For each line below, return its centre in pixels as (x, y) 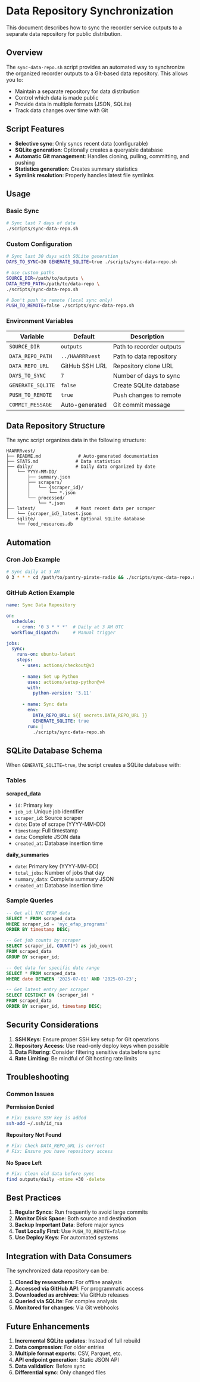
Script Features (35, 129)
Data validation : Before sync (50, 1366)
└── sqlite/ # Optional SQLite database (76, 519)
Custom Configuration (39, 244)
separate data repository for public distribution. (64, 33)
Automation (29, 542)
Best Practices (34, 1198)
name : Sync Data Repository (41, 605)
